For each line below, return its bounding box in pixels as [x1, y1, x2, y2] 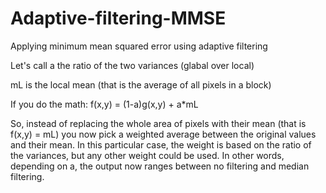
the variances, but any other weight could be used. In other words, [10, 149, 285, 161]
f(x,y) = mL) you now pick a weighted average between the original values [10, 128, 317, 140]
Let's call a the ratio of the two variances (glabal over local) [10, 59, 255, 71]
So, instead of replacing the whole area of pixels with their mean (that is [10, 117, 307, 129]
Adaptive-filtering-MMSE [10, 7, 227, 30]
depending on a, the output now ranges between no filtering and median [10, 160, 310, 172]
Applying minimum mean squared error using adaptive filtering [10, 40, 268, 52]
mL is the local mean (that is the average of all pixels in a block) [10, 78, 272, 91]
